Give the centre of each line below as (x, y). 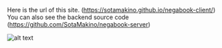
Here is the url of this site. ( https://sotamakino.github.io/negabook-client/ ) (111, 10)
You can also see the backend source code (68, 17)
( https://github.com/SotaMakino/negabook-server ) (79, 24)
